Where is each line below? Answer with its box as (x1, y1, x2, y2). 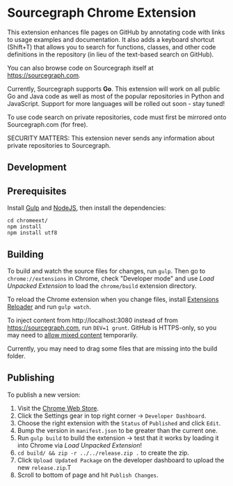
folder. (7, 351, 26, 360)
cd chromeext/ (7, 218, 49, 225)
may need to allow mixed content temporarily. (7, 331, 138, 339)
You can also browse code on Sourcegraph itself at (7, 63, 154, 72)
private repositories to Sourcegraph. (7, 141, 111, 149)
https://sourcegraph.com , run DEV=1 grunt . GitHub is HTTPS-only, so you (7, 323, 217, 332)
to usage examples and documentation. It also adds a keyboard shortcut (7, 35, 214, 43)
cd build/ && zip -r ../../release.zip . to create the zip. (17, 448, 190, 457)
